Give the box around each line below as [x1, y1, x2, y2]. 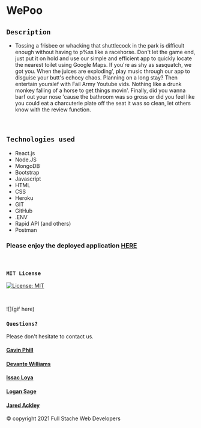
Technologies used [6, 135, 75, 144]
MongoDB [14, 162, 40, 169]
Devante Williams [6, 360, 51, 367]
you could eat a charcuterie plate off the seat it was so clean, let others [14, 100, 191, 107]
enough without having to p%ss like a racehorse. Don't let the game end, [14, 49, 196, 55]
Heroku [14, 194, 34, 202]
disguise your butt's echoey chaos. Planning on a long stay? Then [14, 74, 178, 81]
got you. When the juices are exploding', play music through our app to [14, 67, 190, 75]
